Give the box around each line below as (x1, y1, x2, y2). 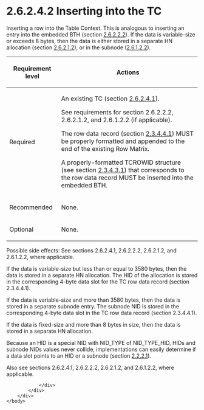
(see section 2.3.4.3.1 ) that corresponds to (61, 165, 185, 174)
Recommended (9, 203, 53, 211)
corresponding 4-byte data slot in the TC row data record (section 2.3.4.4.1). (6, 309, 197, 316)
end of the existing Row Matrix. (61, 144, 150, 153)
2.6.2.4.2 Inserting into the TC (6, 4, 162, 18)
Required (9, 137, 35, 146)
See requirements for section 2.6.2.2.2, (61, 108, 174, 116)
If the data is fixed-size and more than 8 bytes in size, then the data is (6, 321, 181, 328)
